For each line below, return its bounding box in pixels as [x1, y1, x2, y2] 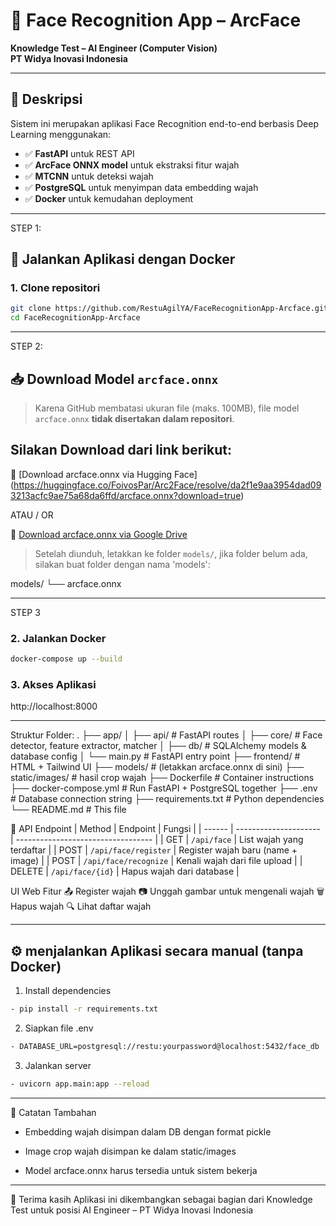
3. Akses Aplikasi [10, 677, 97, 691]
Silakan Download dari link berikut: [10, 442, 232, 459]
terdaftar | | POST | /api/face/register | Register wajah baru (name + [10, 844, 298, 856]
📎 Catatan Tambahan [10, 1106, 97, 1118]
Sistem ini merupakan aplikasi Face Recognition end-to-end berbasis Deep [10, 117, 319, 129]
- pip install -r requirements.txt [10, 1004, 159, 1014]
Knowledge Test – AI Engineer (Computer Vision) [10, 42, 218, 54]
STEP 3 [10, 606, 41, 618]
